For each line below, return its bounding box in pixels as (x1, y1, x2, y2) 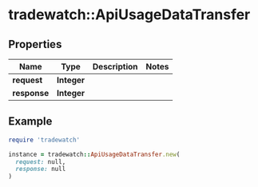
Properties (8, 38, 62, 51)
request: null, (15, 157, 66, 165)
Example (8, 114, 53, 129)
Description (92, 62, 138, 72)
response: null (15, 165, 66, 173)
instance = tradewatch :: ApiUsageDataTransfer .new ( (8, 150, 181, 158)
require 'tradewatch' (8, 136, 81, 144)
